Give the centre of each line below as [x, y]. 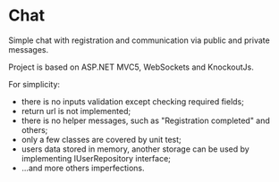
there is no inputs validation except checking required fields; [133, 101]
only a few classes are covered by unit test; [101, 139]
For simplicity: [34, 84]
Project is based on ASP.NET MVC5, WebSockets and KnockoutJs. [131, 67]
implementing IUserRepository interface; [96, 158]
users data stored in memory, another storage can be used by [135, 149]
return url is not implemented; [76, 111]
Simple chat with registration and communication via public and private [139, 40]
